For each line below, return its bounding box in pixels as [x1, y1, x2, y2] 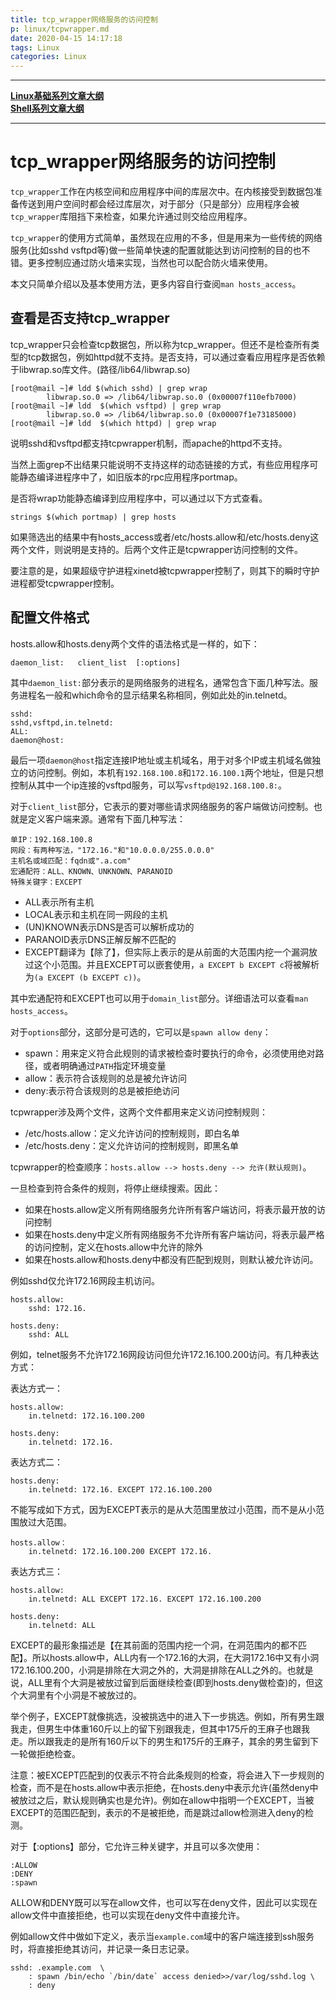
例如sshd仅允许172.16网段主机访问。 [10, 1274, 160, 1286]
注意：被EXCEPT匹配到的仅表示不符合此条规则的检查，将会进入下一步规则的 [10, 1769, 325, 1781]
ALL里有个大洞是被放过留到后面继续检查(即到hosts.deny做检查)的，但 [27, 1676, 315, 1688]
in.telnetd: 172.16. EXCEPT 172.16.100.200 [28, 1484, 213, 1495]
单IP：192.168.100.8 [10, 834, 93, 845]
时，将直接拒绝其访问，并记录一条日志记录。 [10, 1942, 195, 1955]
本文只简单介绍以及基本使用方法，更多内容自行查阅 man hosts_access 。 [10, 278, 302, 290]
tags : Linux [10, 42, 60, 53]
